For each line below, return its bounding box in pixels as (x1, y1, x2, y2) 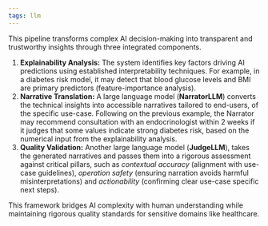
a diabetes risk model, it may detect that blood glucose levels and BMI (19, 74, 251, 84)
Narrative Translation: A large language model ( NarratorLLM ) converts (19, 91, 256, 101)
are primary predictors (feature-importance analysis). (19, 83, 196, 93)
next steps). (19, 184, 60, 194)
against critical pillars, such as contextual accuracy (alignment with (19, 159, 242, 169)
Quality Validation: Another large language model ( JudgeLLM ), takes (19, 142, 250, 152)
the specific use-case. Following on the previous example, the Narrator (19, 109, 254, 118)
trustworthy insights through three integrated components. (8, 42, 202, 52)
